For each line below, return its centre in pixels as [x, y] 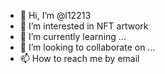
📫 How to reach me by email [79, 58]
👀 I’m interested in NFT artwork [84, 26]
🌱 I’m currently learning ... [73, 36]
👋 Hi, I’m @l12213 [55, 15]
